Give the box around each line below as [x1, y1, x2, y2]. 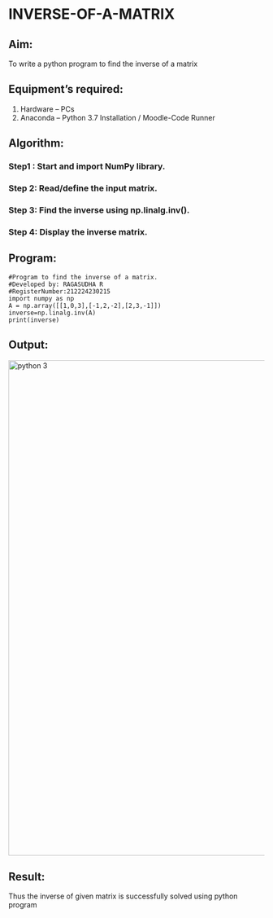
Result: [8, 869, 45, 884]
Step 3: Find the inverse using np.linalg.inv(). [8, 204, 190, 216]
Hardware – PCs [19, 103, 75, 114]
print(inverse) [8, 315, 60, 324]
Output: [8, 338, 49, 352]
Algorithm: [8, 136, 64, 151]
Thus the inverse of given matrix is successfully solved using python [8, 891, 238, 901]
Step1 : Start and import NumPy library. [8, 160, 166, 172]
